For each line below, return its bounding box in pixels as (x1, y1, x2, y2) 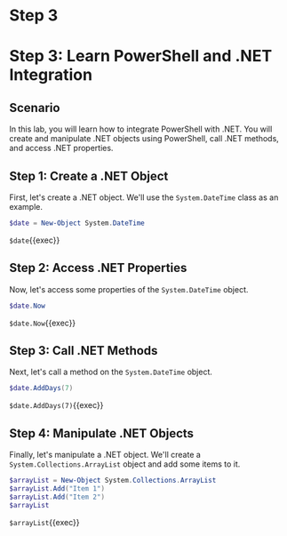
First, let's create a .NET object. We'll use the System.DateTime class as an (9, 192, 279, 203)
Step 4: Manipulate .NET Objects (9, 426, 194, 441)
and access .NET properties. (9, 143, 114, 154)
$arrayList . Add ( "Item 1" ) (9, 484, 105, 493)
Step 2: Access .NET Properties (9, 260, 187, 276)
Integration (9, 65, 93, 85)
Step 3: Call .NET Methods (9, 343, 158, 358)
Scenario (9, 100, 60, 116)
